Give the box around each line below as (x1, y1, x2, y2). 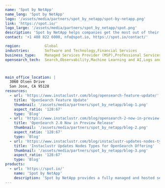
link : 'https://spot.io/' (5, 21, 58, 26)
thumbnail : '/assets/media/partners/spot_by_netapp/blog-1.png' (14, 102, 148, 107)
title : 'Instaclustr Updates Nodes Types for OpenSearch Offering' (14, 143, 155, 148)
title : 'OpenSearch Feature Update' (14, 97, 89, 102)
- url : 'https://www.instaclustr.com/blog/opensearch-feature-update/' (9, 93, 160, 98)
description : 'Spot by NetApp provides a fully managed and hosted (14, 175, 155, 180)
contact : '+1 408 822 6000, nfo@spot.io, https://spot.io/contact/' (5, 35, 148, 40)
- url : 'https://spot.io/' (9, 166, 65, 171)
